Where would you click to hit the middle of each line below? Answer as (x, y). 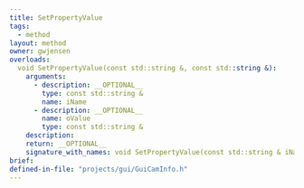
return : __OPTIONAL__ (66, 144)
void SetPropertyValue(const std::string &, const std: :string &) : (147, 69)
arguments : (46, 77)
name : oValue (66, 118)
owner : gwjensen (40, 52)
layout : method (38, 43)
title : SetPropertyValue (56, 18)
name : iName (65, 102)
